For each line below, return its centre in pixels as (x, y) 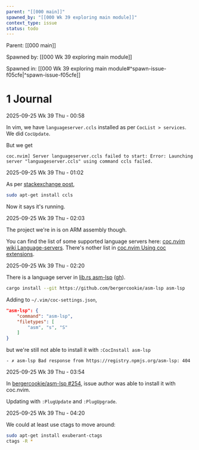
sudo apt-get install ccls (40, 195)
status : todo (22, 28)
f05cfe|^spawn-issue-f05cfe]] (43, 75)
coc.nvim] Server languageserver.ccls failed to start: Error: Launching (100, 156)
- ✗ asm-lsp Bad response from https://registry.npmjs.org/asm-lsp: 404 (98, 361)
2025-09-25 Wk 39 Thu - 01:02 (45, 173)
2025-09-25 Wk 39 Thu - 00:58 (46, 116)
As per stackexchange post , (41, 184)
